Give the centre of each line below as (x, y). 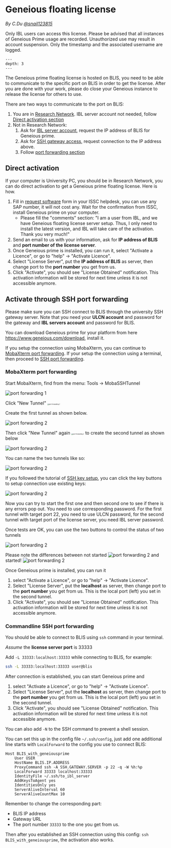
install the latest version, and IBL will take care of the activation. (87, 229)
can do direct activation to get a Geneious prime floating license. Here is (81, 186)
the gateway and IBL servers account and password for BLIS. (70, 322)
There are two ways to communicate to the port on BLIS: (65, 104)
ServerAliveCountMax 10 (40, 794)
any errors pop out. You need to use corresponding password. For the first (83, 509)
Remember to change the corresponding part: (54, 804)
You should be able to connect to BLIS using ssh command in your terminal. (85, 637)
